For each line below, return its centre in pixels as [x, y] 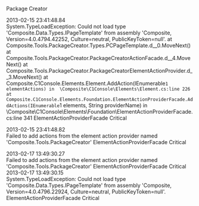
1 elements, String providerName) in [103, 105]
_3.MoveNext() [24, 77]
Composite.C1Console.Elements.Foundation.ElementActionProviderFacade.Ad [100, 99]
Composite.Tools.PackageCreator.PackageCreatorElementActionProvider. [97, 71]
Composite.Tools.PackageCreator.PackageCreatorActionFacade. [85, 58]
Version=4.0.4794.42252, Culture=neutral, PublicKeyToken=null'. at [89, 39]
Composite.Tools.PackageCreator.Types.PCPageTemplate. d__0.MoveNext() [99, 45]
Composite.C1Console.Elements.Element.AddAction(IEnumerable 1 [87, 83]
